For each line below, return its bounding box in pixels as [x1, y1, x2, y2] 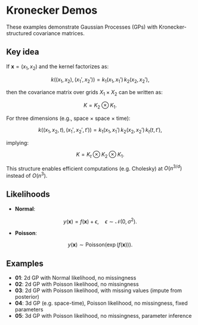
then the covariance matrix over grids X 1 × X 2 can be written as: [6, 89, 163, 97]
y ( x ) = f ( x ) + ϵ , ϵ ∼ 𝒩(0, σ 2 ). [63, 216, 137, 225]
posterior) [14, 293, 40, 301]
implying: [6, 139, 29, 146]
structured [6, 29, 32, 36]
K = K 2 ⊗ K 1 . [83, 102, 117, 110]
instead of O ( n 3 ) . [6, 171, 48, 179]
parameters [14, 306, 44, 313]
